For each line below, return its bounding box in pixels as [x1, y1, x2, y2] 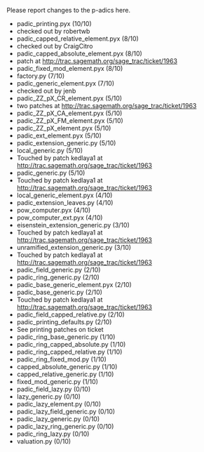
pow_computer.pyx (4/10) [16, 206, 91, 214]
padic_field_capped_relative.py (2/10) [16, 310, 125, 319]
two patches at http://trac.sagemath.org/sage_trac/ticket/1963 [16, 102, 197, 109]
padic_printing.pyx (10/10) [16, 20, 92, 27]
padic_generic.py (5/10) [16, 168, 86, 177]
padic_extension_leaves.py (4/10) [16, 199, 114, 206]
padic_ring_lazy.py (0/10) [16, 430, 90, 438]
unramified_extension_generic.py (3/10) [16, 244, 131, 251]
